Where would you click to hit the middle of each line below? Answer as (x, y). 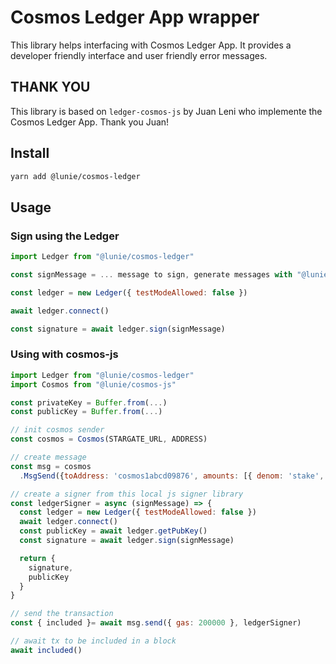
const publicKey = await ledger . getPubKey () (113, 531)
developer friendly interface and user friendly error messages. (139, 55)
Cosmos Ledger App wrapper (135, 17)
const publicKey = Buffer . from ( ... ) (86, 412)
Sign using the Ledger (65, 236)
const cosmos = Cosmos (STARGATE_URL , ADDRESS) (109, 439)
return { (37, 558)
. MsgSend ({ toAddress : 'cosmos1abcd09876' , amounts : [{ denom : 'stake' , (172, 476)
